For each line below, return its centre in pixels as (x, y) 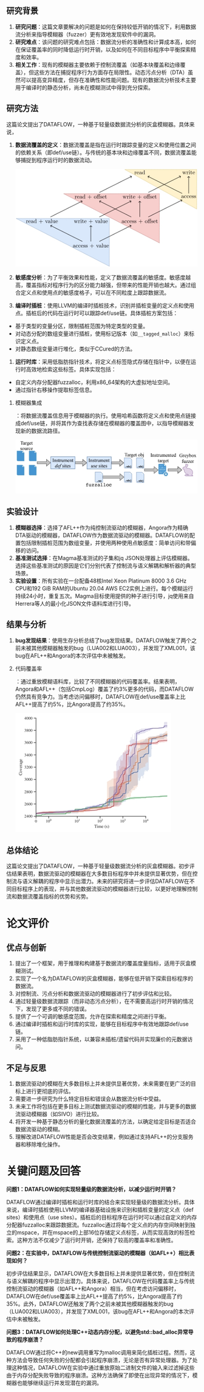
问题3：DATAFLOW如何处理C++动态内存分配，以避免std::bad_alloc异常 (97, 1332)
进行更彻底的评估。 (50, 1091)
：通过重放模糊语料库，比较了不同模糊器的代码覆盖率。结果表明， (97, 681)
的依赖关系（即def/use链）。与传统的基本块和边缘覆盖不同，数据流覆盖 (103, 152)
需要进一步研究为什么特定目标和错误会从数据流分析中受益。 (90, 1099)
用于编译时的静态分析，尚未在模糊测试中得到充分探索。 (84, 87)
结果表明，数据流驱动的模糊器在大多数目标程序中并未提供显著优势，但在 (102, 874)
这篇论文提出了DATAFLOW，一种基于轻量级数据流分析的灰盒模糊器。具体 (98, 124)
